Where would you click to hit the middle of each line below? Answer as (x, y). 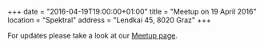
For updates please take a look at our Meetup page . (92, 36)
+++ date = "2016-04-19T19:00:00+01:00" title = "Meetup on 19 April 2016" (132, 12)
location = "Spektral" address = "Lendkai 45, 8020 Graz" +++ (109, 20)
